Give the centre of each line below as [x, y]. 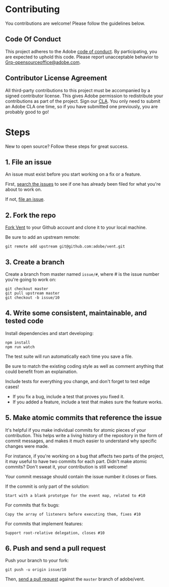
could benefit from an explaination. [42, 371]
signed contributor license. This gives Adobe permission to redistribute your [84, 96]
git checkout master [27, 289]
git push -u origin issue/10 [36, 570]
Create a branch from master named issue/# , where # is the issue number [82, 274]
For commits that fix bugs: [32, 505]
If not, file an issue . [25, 199]
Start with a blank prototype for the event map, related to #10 [75, 495]
